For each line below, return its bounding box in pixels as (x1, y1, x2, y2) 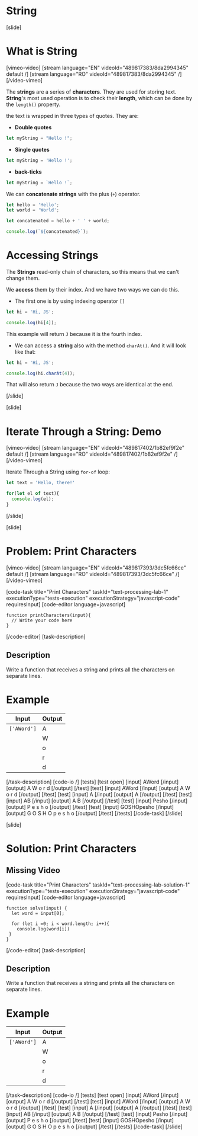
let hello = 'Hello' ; (6, 201, 60, 208)
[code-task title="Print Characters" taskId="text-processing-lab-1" (6, 588, 168, 595)
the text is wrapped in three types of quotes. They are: (6, 112, 139, 119)
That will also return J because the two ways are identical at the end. (6, 381, 174, 388)
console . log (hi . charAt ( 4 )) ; (6, 370, 76, 376)
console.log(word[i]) (17, 926, 70, 932)
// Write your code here (11, 617, 73, 623)
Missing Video (6, 865, 60, 875)
